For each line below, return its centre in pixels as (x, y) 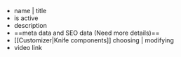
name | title (30, 11)
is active (26, 18)
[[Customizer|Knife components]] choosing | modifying (94, 40)
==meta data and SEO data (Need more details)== (87, 33)
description (30, 25)
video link (28, 48)
